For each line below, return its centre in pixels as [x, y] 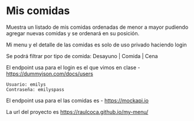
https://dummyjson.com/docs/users [50, 73]
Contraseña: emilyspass [35, 89]
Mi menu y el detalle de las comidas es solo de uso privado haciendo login [96, 45]
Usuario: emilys [26, 84]
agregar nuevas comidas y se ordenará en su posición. [73, 33]
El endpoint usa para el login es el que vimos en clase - [73, 67]
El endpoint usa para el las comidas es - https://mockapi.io [78, 100]
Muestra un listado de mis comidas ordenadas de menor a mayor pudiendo [97, 27]
